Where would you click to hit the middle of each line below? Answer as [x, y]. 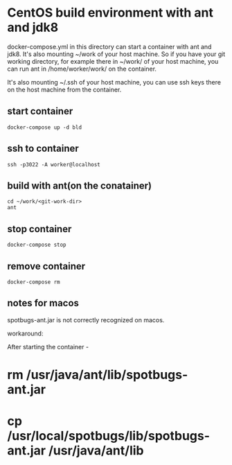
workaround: [25, 333]
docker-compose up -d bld [44, 127]
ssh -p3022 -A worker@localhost [54, 164]
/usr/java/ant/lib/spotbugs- [107, 375]
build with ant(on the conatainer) [80, 185]
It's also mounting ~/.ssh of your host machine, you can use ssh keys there [114, 82]
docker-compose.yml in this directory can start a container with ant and [109, 46]
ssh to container [43, 149]
